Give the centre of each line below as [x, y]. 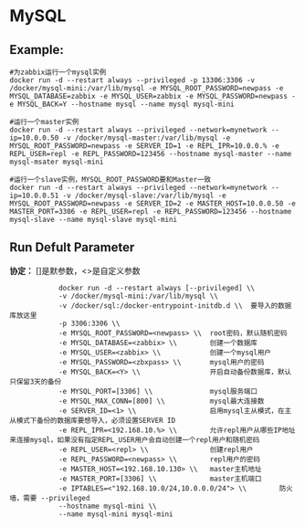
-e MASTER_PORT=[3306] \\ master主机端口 [160, 479]
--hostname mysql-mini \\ [107, 506]
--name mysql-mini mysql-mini [116, 514]
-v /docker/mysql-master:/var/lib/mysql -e [147, 138]
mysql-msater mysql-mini [57, 162]
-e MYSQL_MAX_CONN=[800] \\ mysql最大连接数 [161, 401]
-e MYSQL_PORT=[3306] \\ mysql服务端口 [158, 391]
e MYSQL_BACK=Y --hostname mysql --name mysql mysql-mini [122, 104]
